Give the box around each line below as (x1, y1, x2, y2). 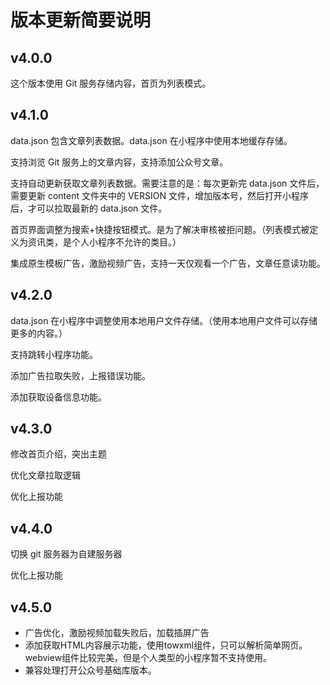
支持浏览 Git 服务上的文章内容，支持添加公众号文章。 (10, 156, 229, 168)
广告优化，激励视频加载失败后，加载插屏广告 (24, 627, 210, 639)
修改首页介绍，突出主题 (10, 448, 107, 460)
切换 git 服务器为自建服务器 (10, 548, 123, 560)
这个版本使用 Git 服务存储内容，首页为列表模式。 (10, 77, 212, 89)
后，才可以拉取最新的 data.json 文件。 (10, 202, 168, 214)
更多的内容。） (10, 327, 68, 339)
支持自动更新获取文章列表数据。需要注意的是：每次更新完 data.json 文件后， (10, 177, 325, 189)
